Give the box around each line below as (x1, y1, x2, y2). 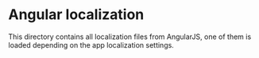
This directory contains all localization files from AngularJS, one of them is (8, 32, 252, 41)
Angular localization (8, 6, 145, 24)
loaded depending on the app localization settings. (8, 40, 175, 49)
